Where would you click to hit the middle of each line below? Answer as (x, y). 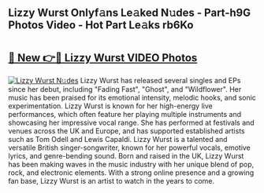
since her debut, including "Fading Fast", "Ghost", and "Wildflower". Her (125, 89)
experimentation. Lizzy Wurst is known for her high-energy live (110, 106)
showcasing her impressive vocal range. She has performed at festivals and (131, 122)
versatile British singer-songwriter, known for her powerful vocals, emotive (129, 147)
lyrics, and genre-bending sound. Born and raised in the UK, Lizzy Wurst (126, 156)
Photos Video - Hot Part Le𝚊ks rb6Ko (101, 25)
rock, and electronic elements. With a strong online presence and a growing (131, 173)
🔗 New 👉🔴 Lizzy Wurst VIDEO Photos (103, 58)
